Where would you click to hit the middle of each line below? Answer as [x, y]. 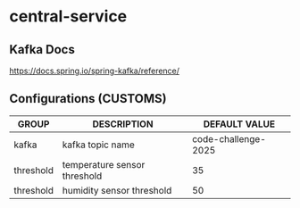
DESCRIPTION [123, 124]
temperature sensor [104, 164]
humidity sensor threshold [117, 190]
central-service [68, 17]
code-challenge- [229, 138]
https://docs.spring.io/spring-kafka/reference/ [95, 71]
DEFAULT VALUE [239, 124]
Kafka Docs [42, 50]
